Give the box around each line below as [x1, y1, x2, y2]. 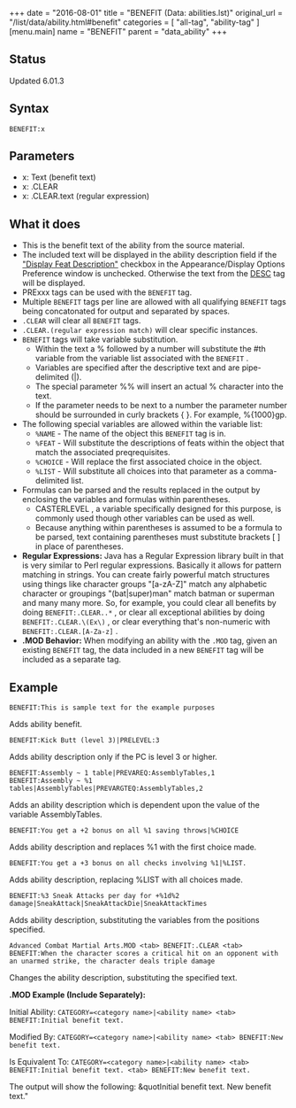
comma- [246, 466, 277, 477]
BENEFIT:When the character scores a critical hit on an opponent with [9, 949, 278, 958]
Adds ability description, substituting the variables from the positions [9, 915, 260, 926]
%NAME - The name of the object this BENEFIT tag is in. [34, 429, 227, 439]
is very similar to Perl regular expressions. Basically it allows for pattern [21, 560, 282, 570]
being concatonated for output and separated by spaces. [21, 306, 231, 317]
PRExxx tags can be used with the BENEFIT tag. [21, 287, 193, 298]
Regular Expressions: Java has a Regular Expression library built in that [21, 551, 285, 562]
